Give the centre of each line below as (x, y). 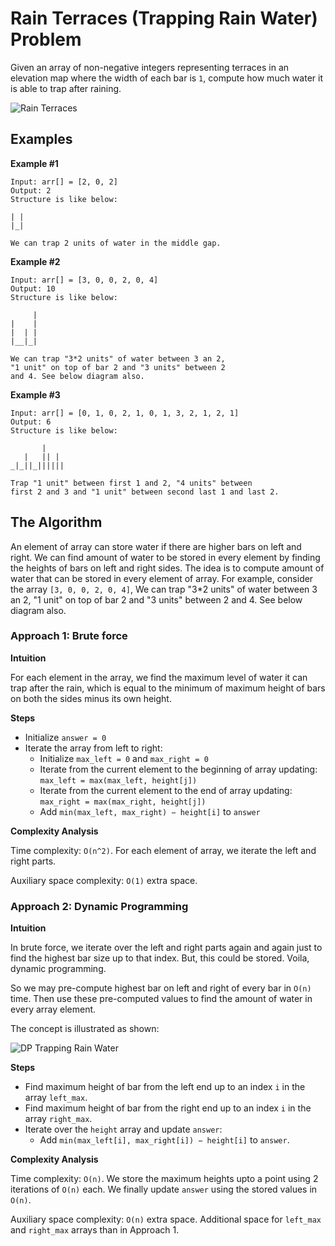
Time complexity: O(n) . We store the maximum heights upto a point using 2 (164, 1179)
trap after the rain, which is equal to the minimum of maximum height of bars (168, 688)
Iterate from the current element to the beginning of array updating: (178, 769)
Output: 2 (31, 190)
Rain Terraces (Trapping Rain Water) (164, 18)
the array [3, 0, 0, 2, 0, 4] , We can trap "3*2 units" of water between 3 (164, 589)
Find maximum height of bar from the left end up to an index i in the (165, 1087)
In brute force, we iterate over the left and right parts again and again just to (166, 948)
